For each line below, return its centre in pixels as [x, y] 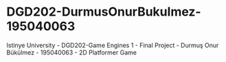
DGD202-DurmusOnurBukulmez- [104, 12]
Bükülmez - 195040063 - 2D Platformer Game [71, 52]
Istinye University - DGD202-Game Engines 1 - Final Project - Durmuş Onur [113, 45]
